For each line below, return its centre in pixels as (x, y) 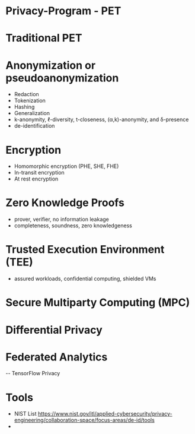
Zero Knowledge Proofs (65, 203)
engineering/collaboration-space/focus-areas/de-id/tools (84, 420)
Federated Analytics (57, 357)
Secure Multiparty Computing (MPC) (98, 302)
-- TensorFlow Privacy (33, 373)
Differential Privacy (54, 330)
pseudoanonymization (62, 78)
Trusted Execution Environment (85, 250)
